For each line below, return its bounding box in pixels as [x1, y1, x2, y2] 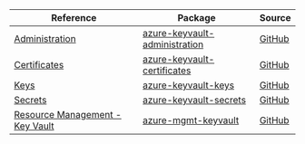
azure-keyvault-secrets [142, 94, 247, 106]
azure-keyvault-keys [142, 79, 234, 91]
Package [177, 12, 216, 24]
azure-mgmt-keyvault [142, 114, 240, 126]
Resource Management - [14, 109, 123, 120]
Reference [51, 12, 97, 24]
